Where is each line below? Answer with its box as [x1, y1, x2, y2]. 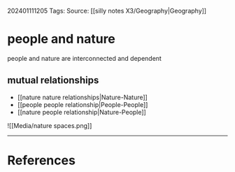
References [7, 152, 76, 168]
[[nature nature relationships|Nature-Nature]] [17, 93, 148, 101]
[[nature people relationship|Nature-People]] [17, 108, 147, 116]
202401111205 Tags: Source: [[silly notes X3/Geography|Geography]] [7, 7, 207, 15]
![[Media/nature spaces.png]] [7, 121, 92, 129]
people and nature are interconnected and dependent [7, 54, 162, 62]
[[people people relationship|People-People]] [17, 100, 148, 108]
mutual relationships [7, 74, 99, 87]
